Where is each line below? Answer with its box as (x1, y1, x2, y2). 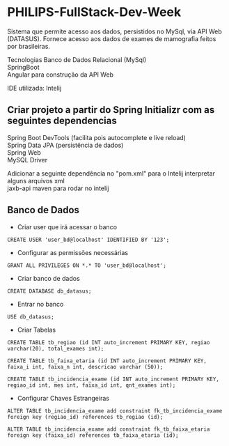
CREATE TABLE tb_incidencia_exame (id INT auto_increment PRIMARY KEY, (7, 376, 219, 383)
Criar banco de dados (17, 274, 80, 282)
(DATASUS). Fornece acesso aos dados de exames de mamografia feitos (7, 34, 216, 43)
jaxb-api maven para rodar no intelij (7, 184, 109, 192)
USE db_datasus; (7, 313, 54, 321)
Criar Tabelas (17, 325, 56, 334)
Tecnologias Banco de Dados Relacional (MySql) (7, 55, 147, 63)
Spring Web (7, 148, 41, 157)
